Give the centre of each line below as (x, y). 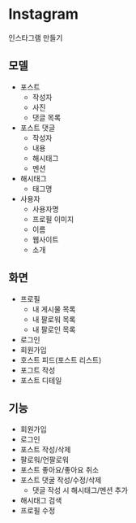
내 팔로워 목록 (54, 319)
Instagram (44, 14)
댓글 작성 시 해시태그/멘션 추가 (80, 490)
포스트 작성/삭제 (45, 450)
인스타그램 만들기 (36, 37)
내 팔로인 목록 (54, 329)
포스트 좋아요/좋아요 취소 (59, 470)
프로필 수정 (38, 511)
